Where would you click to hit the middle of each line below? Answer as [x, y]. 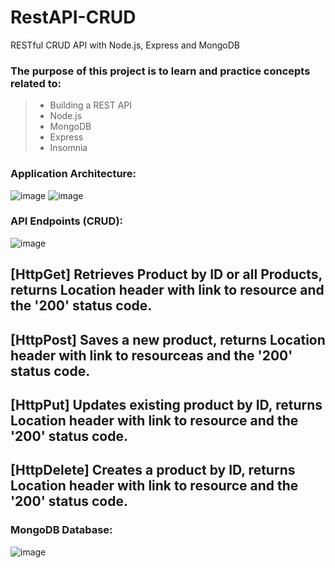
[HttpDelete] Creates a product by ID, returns [153, 470]
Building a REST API [91, 105]
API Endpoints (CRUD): [67, 221]
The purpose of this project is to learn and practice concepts [160, 71]
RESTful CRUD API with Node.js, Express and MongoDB [125, 45]
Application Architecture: [73, 174]
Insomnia [68, 148]
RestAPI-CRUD [73, 17]
